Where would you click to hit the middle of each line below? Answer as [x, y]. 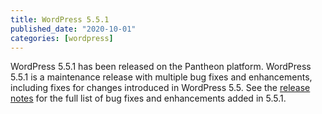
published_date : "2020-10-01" [73, 29]
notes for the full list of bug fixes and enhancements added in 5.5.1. [148, 98]
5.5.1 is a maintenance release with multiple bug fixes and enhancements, [161, 77]
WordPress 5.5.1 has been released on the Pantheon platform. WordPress [161, 67]
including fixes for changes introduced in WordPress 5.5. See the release [160, 88]
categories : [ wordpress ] [62, 38]
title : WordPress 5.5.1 [60, 19]
